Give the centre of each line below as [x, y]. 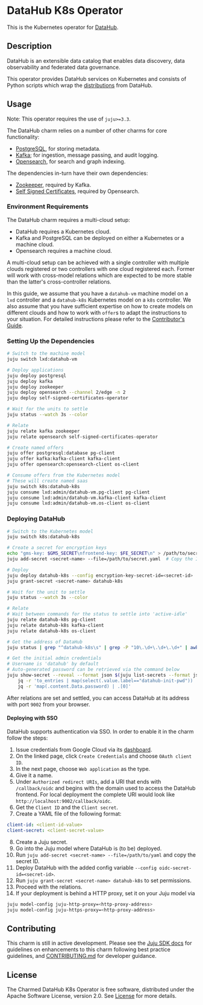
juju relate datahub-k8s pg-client [52, 620]
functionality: [23, 137]
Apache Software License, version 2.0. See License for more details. [92, 996]
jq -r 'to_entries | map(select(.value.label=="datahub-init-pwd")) [105, 680]
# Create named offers [35, 448]
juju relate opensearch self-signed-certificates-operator [83, 437]
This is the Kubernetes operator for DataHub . [63, 27]
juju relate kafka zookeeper [43, 431]
